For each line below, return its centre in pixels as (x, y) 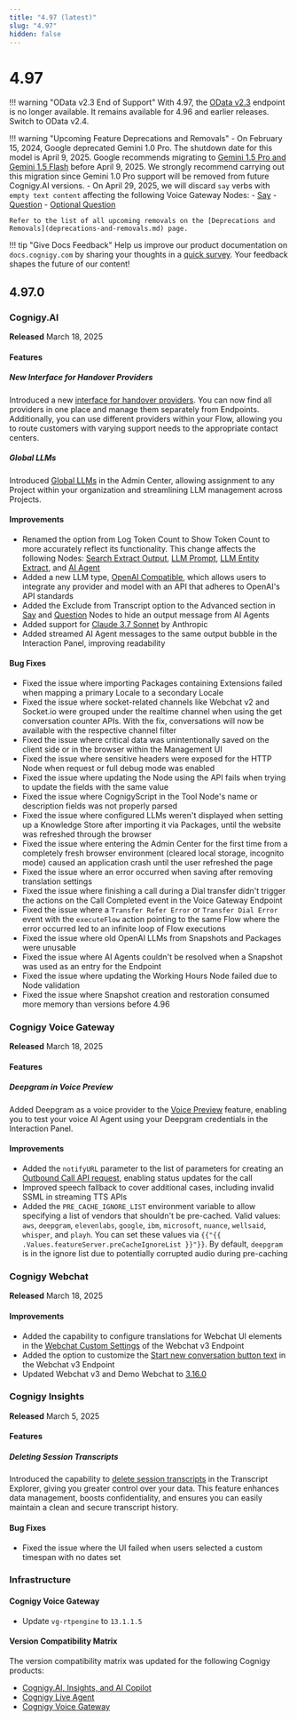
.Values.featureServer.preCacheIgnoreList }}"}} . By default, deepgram (152, 1244)
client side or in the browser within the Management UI (122, 749)
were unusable (49, 947)
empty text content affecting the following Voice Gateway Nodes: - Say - (143, 195)
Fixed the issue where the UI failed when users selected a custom (142, 1548)
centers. (24, 437)
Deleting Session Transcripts (64, 1456)
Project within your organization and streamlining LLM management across (146, 490)
